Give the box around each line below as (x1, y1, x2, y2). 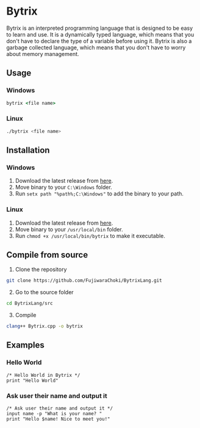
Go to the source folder (15, 289, 74, 296)
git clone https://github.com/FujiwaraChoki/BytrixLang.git (6, 278, 163, 284)
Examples (6, 340, 45, 351)
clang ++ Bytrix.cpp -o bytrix (6, 323, 84, 329)
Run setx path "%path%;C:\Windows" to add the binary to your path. (15, 190, 184, 197)
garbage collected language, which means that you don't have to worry (6, 44, 186, 51)
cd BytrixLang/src (6, 300, 53, 307)
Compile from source (6, 250, 88, 260)
